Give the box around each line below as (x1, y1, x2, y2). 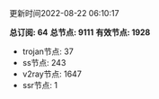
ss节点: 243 (22, 58, 66, 67)
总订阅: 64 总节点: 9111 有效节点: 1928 (9, 27, 151, 38)
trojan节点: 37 (22, 46, 74, 57)
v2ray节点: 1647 (22, 68, 83, 79)
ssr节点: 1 (22, 80, 58, 90)
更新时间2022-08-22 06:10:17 (9, 8, 119, 18)
